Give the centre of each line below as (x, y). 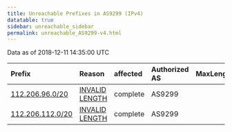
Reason (92, 74)
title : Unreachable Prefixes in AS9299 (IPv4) (75, 13)
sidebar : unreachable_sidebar (51, 26)
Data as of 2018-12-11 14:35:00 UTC (58, 53)
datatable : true (30, 20)
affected (128, 74)
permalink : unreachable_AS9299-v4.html (65, 33)
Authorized (170, 70)
